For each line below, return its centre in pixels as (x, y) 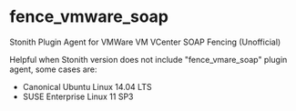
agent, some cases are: (53, 69)
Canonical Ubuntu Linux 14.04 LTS (87, 86)
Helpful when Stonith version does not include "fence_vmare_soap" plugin (148, 59)
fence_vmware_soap (89, 17)
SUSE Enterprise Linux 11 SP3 (78, 96)
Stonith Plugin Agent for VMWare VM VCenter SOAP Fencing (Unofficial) (145, 42)
